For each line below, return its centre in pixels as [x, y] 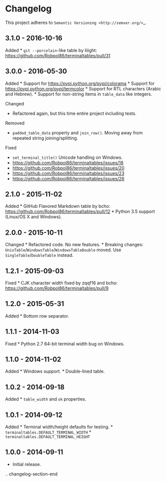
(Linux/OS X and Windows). [34, 217]
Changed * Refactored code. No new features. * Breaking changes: [74, 245]
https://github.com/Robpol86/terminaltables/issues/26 [68, 178]
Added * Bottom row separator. [37, 316]
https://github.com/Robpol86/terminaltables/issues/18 [68, 162]
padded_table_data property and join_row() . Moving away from [78, 132]
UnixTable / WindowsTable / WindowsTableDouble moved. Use [63, 250]
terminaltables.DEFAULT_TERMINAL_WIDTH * [48, 432]
